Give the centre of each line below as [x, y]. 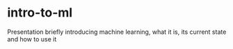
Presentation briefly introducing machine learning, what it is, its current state [117, 32]
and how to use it [32, 39]
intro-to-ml [40, 13]
